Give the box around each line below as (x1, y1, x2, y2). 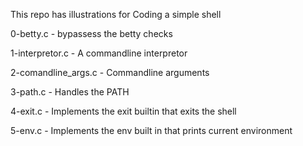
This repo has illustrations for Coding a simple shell (10, 9, 222, 20)
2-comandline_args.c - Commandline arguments (10, 67, 210, 78)
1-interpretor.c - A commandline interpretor (10, 47, 188, 59)
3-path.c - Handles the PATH (10, 86, 130, 98)
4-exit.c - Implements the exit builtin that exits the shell (10, 105, 237, 117)
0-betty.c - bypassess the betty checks (10, 28, 173, 39)
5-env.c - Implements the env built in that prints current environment (10, 125, 293, 136)
